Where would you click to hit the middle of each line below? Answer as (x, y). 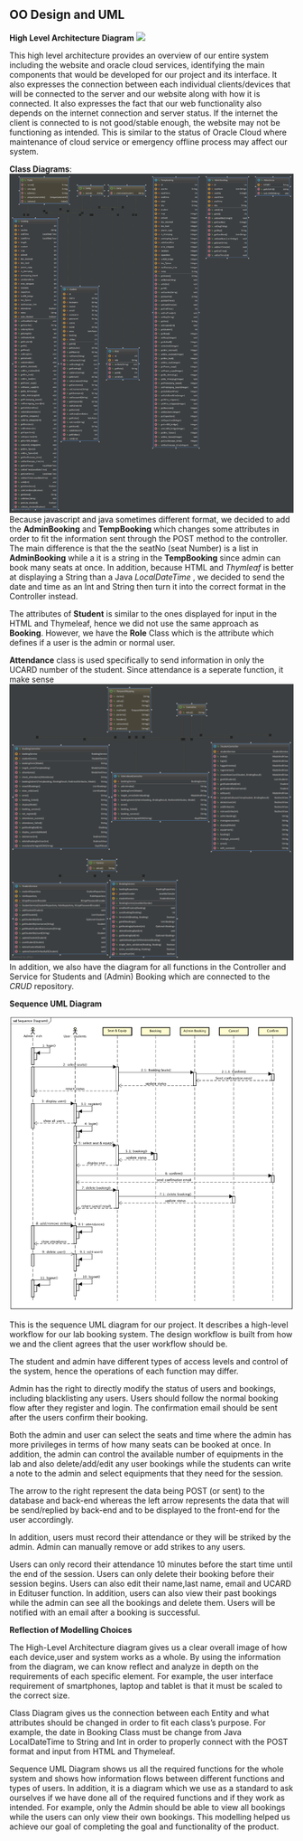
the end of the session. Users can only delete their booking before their (142, 1573)
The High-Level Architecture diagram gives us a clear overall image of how (148, 1647)
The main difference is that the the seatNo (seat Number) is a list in (134, 548)
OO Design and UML (67, 15)
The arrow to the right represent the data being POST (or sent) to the (137, 1490)
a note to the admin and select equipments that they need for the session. (147, 1473)
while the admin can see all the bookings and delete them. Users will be (142, 1602)
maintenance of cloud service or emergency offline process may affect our (149, 142)
